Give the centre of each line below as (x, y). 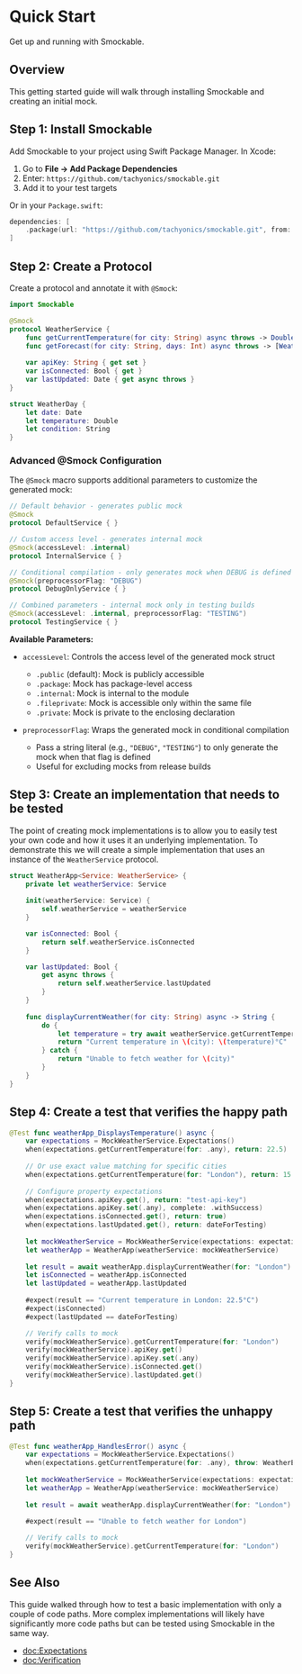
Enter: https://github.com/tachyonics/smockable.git (121, 178)
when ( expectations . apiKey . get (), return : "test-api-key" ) (136, 1199)
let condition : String (68, 430)
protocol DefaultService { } (64, 523)
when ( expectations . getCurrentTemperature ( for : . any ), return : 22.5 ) (156, 1150)
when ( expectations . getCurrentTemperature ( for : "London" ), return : (152, 1174)
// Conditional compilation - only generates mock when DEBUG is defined (151, 572)
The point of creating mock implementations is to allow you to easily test (143, 830)
